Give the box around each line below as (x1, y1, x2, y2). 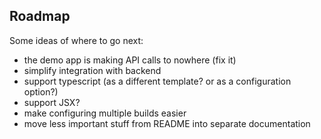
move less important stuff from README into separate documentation (23, 117, 311, 129)
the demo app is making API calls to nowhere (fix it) (23, 54, 237, 66)
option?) (23, 85, 59, 98)
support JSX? (23, 96, 81, 108)
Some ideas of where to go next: (9, 34, 144, 46)
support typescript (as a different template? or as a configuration (23, 75, 292, 87)
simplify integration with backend (23, 64, 162, 76)
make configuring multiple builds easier (23, 107, 187, 119)
